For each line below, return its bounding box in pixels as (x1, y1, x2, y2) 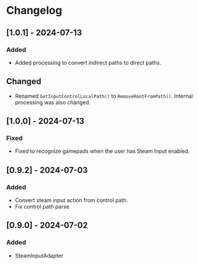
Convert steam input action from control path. (14, 197, 128, 204)
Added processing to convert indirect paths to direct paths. (14, 59, 161, 66)
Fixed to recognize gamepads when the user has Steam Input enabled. (14, 147, 190, 155)
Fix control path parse (14, 203, 70, 210)
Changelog (6, 4, 62, 17)
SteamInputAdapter (14, 252, 64, 259)
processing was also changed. (14, 98, 91, 106)
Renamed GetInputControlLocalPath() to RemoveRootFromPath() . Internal (14, 92, 193, 100)
